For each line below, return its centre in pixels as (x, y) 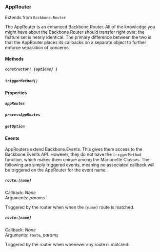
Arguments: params (25, 198)
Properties (16, 93)
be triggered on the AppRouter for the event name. (56, 170)
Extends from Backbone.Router (36, 18)
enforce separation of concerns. (38, 48)
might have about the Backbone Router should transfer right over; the (75, 32)
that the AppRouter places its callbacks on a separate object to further (76, 42)
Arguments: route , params (32, 235)
